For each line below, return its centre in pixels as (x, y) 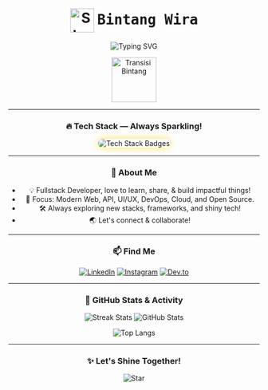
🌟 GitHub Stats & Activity (134, 300)
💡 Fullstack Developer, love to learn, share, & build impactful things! (140, 190)
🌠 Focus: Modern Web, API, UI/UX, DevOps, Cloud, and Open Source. (140, 199)
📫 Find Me (134, 251)
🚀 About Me (134, 173)
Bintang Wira (148, 19)
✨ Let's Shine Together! (134, 361)
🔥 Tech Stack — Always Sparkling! (134, 126)
